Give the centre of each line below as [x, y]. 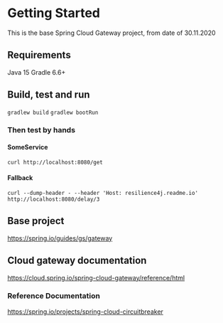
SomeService [28, 147]
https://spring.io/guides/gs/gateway [60, 238]
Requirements [39, 55]
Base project [36, 221]
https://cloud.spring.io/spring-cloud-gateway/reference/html [96, 277]
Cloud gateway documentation [77, 261]
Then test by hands [42, 130]
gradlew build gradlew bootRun [53, 112]
